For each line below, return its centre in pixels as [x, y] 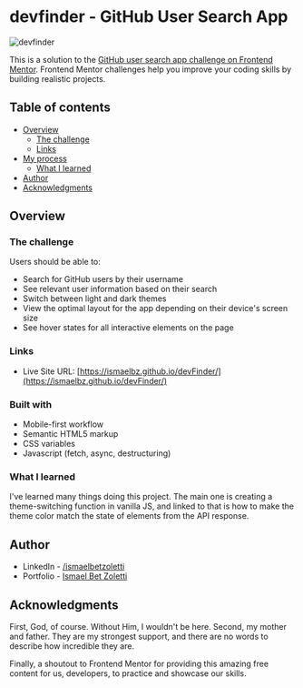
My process [45, 158]
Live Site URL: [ [51, 371]
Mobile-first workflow [63, 424]
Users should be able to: [55, 262]
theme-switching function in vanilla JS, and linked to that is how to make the [152, 506]
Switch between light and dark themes [94, 298]
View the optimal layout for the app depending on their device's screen [155, 309]
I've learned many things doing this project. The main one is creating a [141, 497]
